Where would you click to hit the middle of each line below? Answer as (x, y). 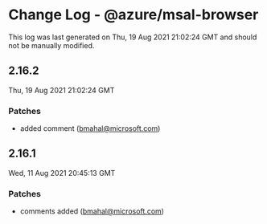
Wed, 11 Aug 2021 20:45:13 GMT (62, 173)
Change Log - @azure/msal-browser (133, 15)
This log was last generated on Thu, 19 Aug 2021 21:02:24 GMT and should (133, 37)
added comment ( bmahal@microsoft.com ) (90, 128)
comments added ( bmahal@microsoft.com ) (92, 211)
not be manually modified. (51, 45)
